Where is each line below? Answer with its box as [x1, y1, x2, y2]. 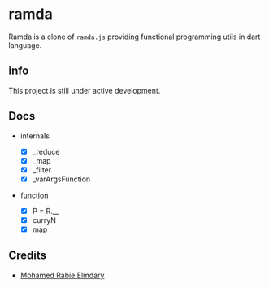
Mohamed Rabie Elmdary [20, 270, 105, 280]
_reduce [32, 146, 60, 156]
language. [8, 40, 42, 50]
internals [20, 131, 50, 141]
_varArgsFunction [32, 174, 91, 184]
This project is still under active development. [8, 85, 161, 95]
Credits [8, 249, 47, 263]
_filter [32, 164, 52, 175]
